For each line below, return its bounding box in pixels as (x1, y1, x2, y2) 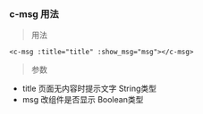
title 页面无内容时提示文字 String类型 (21, 83, 156, 94)
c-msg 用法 (9, 7, 60, 20)
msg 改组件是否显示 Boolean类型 (21, 94, 144, 105)
